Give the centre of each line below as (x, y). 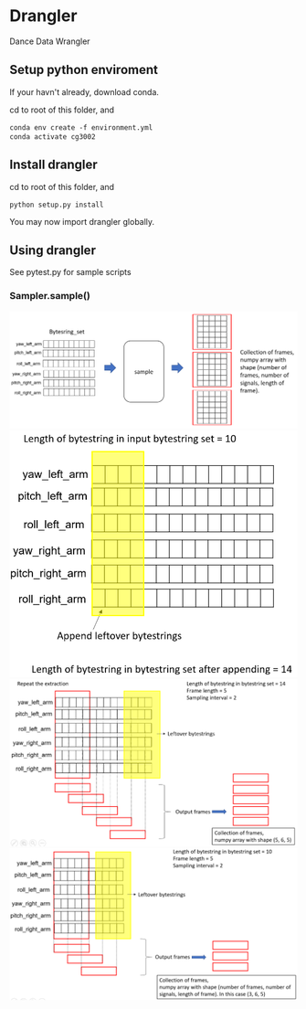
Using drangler (53, 250)
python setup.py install (57, 205)
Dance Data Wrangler (50, 41)
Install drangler (53, 165)
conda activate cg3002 (53, 137)
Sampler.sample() (50, 296)
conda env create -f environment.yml (81, 127)
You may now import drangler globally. (82, 221)
